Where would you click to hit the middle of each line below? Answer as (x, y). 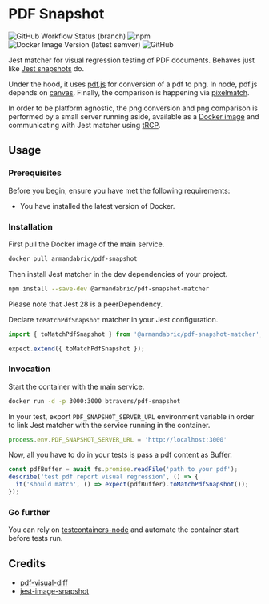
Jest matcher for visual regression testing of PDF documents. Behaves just (131, 60)
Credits (27, 564)
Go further (29, 512)
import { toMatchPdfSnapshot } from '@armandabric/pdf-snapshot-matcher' (134, 334)
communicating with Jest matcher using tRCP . (84, 125)
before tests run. (36, 538)
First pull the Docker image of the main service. (86, 244)
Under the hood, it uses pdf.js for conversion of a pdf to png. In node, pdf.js (133, 84)
